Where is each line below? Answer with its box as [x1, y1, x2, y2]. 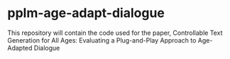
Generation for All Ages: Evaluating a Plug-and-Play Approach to [7, 36, 197, 44]
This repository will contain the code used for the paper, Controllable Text [7, 28, 223, 37]
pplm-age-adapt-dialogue [7, 5, 165, 21]
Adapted [7, 43, 33, 52]
